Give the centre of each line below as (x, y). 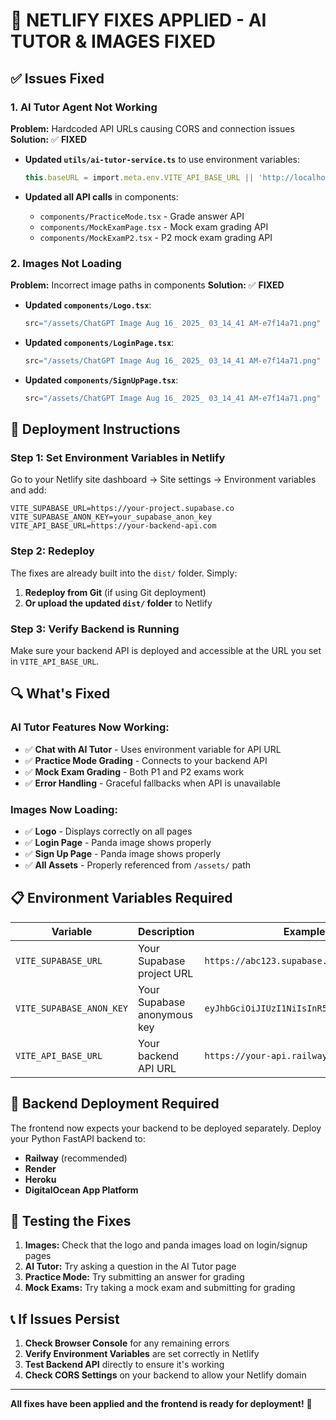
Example (304, 931)
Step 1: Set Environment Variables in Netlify (118, 457)
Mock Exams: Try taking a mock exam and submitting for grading (160, 1288)
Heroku (40, 1179)
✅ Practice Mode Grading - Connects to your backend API (146, 760)
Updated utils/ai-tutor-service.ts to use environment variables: (162, 159)
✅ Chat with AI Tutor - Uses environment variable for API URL (153, 749)
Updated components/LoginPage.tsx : (99, 342)
